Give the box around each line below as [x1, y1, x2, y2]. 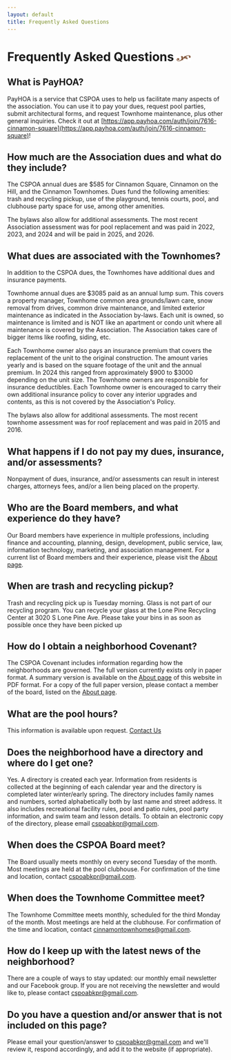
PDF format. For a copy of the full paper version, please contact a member [7, 681, 219, 689]
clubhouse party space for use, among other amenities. [7, 202, 165, 210]
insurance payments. [7, 276, 67, 284]
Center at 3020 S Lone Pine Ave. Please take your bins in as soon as [7, 613, 201, 622]
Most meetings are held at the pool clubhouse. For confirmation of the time [7, 865, 221, 873]
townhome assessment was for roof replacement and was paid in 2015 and [7, 418, 221, 427]
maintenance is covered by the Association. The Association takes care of [7, 326, 218, 334]
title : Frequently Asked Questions [7, 18, 110, 26]
